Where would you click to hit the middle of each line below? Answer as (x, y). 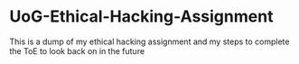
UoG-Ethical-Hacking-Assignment (141, 17)
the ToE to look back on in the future (77, 50)
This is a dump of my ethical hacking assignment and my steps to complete (149, 41)
